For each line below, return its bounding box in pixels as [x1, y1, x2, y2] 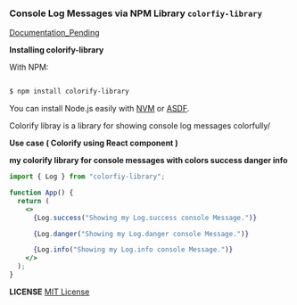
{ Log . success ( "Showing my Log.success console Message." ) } [32, 213, 257, 222]
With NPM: [9, 62, 49, 73]
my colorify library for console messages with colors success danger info [9, 155, 288, 166]
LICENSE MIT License [9, 286, 90, 297]
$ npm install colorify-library [9, 87, 129, 96]
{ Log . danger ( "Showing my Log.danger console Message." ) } [32, 229, 250, 238]
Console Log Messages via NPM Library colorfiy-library [9, 7, 263, 20]
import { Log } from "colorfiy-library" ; [9, 172, 166, 181]
